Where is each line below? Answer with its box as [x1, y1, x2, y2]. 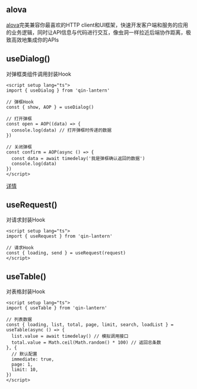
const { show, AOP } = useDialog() [6, 104, 94, 110]
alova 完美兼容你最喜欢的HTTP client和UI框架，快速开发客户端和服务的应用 [6, 21, 189, 29]
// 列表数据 [6, 316, 33, 323]
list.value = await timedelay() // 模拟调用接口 [11, 333, 129, 340]
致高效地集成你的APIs [6, 36, 59, 43]
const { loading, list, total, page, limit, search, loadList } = [6, 322, 174, 328]
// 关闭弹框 [6, 144, 33, 150]
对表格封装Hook [6, 288, 46, 295]
